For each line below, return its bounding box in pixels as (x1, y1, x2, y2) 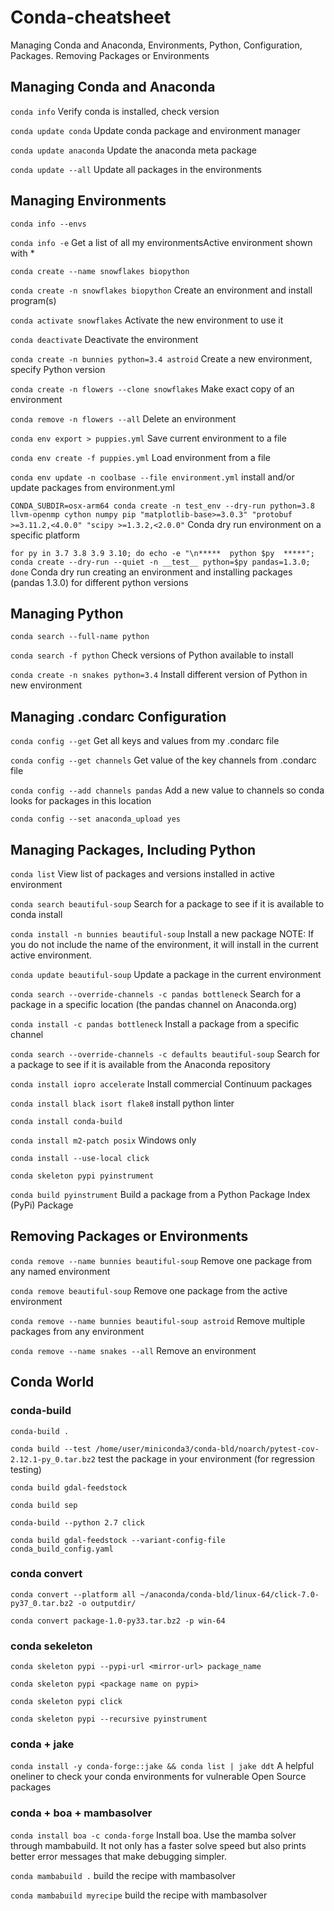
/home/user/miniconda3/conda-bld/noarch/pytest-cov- (95, 1444, 320, 1454)
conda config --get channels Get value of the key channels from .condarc (10, 754, 317, 766)
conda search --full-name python (10, 632, 150, 642)
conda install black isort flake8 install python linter (10, 1097, 235, 1109)
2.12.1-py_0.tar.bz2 (10, 1454, 97, 1465)
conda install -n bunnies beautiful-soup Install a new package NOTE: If (10, 928, 315, 940)
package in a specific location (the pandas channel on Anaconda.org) (10, 999, 298, 1010)
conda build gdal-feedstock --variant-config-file (10, 1535, 226, 1545)
